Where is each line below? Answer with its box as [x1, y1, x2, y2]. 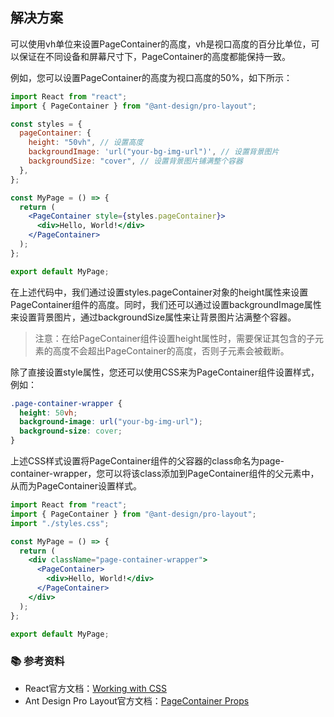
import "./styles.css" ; [10, 518, 110, 528]
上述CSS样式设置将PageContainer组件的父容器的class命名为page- [10, 455, 285, 467]
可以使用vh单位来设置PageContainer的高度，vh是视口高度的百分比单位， [10, 38, 312, 50]
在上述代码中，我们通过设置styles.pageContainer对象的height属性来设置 [10, 286, 309, 298]
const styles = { [10, 119, 83, 129]
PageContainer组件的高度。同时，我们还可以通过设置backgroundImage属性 [10, 298, 322, 310]
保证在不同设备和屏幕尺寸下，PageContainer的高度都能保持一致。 [18, 50, 292, 62]
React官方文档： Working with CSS [24, 682, 168, 694]
